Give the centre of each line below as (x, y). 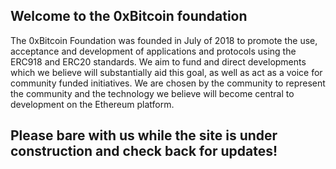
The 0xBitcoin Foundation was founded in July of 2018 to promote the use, (164, 40)
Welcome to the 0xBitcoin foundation (129, 16)
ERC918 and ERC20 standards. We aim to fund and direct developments (158, 61)
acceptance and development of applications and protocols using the (153, 51)
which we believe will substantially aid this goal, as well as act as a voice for (166, 72)
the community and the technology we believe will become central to (152, 93)
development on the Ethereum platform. (92, 104)
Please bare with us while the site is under (144, 135)
